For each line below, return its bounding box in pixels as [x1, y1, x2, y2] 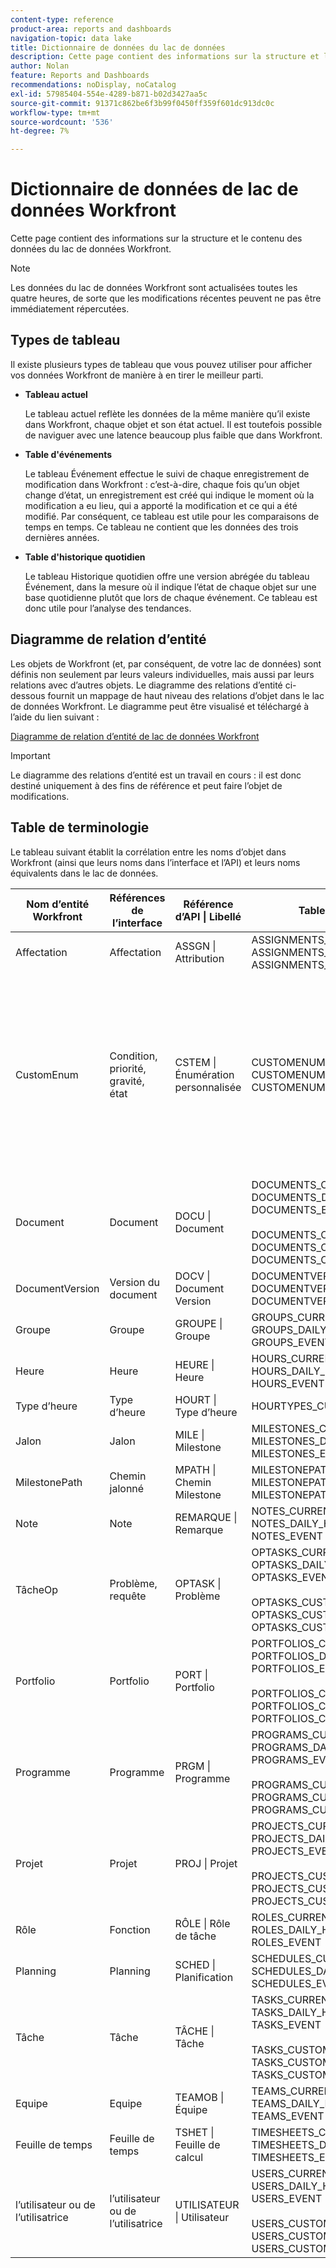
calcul [174, 2150, 204, 2164]
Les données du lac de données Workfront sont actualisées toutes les [10, 282, 298, 294]
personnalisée [174, 1080, 242, 1094]
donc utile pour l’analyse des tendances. [24, 602, 192, 614]
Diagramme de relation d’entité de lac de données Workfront [10, 730, 260, 742]
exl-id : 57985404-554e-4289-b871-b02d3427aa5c [10, 89, 208, 99]
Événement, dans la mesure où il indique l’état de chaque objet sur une [24, 581, 317, 593]
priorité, [109, 1061, 147, 1075]
